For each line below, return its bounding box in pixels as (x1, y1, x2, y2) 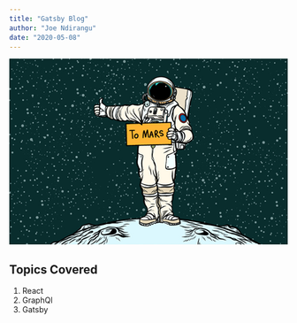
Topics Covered (9, 262, 98, 277)
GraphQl (21, 295, 53, 305)
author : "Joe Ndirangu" (9, 23, 97, 33)
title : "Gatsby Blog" (9, 14, 89, 23)
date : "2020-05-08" (9, 33, 81, 42)
